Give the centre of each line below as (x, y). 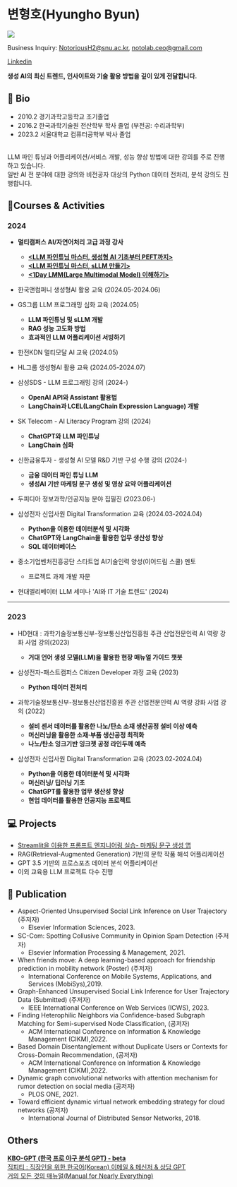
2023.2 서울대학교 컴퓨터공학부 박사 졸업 (74, 134)
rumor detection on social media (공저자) (76, 1086)
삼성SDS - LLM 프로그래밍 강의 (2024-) (73, 383)
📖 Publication (37, 894)
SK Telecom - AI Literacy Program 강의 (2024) (84, 422)
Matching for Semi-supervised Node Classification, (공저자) (104, 1024)
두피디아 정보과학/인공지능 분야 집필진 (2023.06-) (86, 499)
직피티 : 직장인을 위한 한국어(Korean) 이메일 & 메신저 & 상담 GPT (97, 1167)
